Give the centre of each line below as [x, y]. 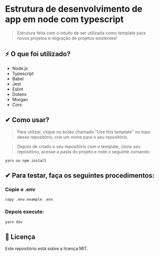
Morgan [20, 99]
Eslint [18, 89]
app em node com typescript [64, 19]
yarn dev [14, 222]
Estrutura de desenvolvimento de [74, 9]
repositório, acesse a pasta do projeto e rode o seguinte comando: [84, 151]
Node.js [20, 68]
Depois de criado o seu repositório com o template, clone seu [79, 146]
